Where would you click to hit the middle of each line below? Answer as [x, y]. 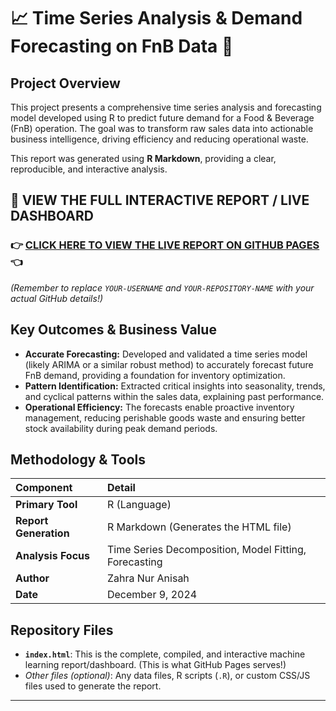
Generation [42, 533]
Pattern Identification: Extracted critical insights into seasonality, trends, [175, 386]
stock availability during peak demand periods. [121, 428]
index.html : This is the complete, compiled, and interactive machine [165, 654]
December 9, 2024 [152, 595]
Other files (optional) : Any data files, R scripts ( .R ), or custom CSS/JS [167, 676]
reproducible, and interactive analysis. [89, 169]
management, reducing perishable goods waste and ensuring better [165, 417]
